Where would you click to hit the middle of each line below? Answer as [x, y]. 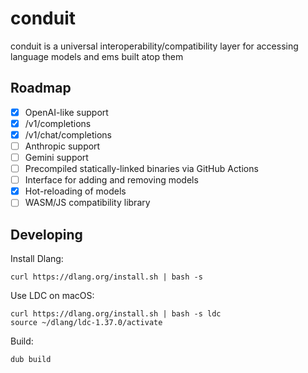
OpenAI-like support [66, 112]
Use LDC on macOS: [52, 296]
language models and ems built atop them [97, 56]
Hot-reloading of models [75, 191]
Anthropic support [62, 146]
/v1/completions [58, 123]
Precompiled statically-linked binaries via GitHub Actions [141, 169]
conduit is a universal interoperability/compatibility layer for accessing [154, 46]
